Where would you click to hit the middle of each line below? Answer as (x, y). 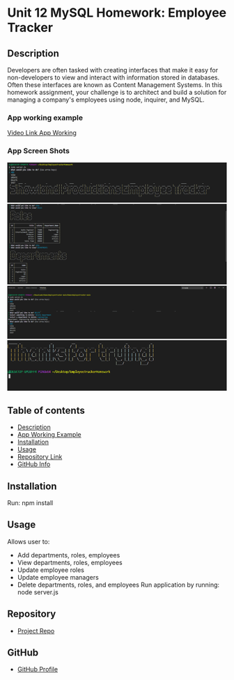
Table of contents (46, 410)
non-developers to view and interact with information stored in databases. (114, 77)
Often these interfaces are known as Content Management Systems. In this (115, 85)
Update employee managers (58, 577)
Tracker (30, 28)
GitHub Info (34, 464)
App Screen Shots (38, 151)
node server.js (38, 592)
